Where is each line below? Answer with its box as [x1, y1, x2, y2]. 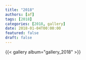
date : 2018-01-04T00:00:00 [5, 26, 61, 31]
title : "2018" [5, 7, 35, 12]
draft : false [5, 35, 32, 40]
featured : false [5, 30, 39, 35]
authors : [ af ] [5, 12, 35, 17]
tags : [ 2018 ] [5, 16, 32, 21]
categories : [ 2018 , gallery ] [5, 21, 66, 26]
